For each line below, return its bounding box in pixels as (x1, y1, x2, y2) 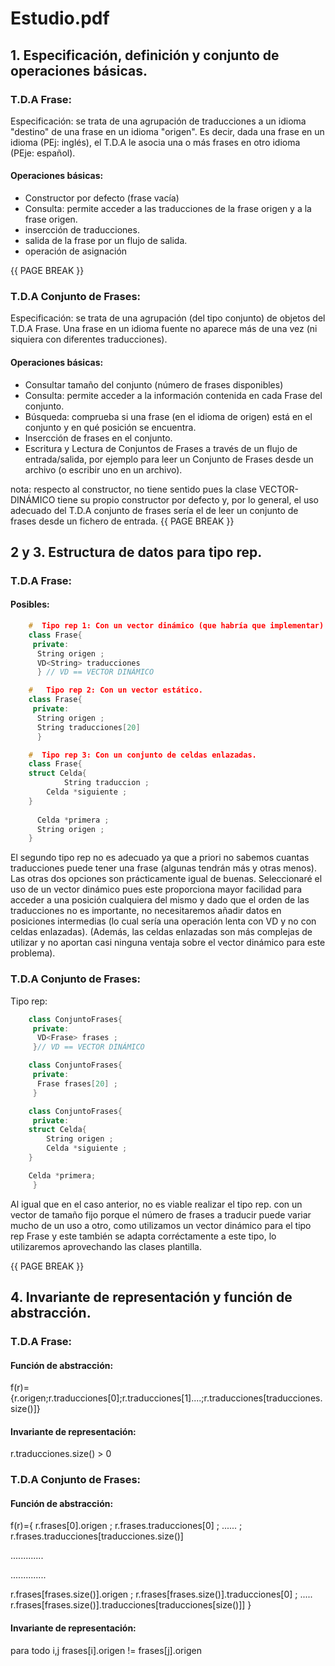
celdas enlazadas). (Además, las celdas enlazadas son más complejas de (10, 926, 313, 938)
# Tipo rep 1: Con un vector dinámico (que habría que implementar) (28, 621, 325, 631)
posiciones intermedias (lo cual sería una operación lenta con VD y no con (10, 915, 317, 927)
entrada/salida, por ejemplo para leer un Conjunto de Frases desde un (24, 453, 314, 465)
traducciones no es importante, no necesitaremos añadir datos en (10, 905, 282, 917)
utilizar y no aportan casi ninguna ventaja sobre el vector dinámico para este (10, 937, 326, 949)
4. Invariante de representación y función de (10, 1289, 293, 1306)
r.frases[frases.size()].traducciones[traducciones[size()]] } (10, 1599, 252, 1611)
